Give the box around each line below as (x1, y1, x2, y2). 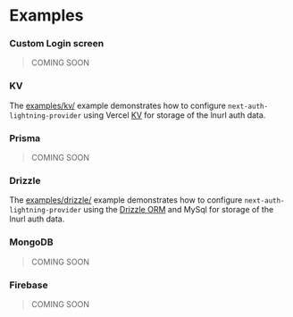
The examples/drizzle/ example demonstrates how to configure (9, 195, 243, 205)
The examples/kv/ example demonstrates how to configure (9, 100, 226, 111)
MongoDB (9, 236, 54, 248)
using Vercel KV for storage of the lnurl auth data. (83, 109, 266, 121)
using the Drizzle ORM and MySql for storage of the (83, 204, 274, 215)
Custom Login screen (9, 38, 105, 50)
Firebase (9, 279, 48, 291)
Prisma (9, 131, 41, 144)
